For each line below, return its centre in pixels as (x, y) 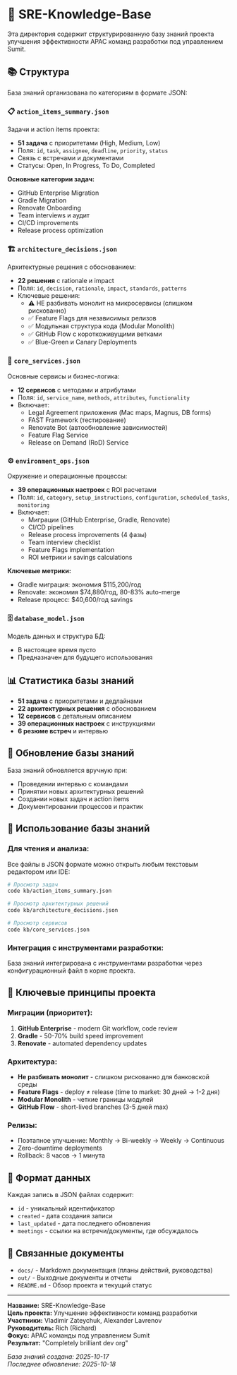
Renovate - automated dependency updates (82, 1043)
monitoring (34, 505)
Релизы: (22, 1125)
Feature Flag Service (58, 435)
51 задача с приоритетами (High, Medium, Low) (89, 143)
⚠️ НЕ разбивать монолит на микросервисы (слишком (110, 304)
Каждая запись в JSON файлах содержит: (71, 1195)
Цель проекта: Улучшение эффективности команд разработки (102, 1313)
